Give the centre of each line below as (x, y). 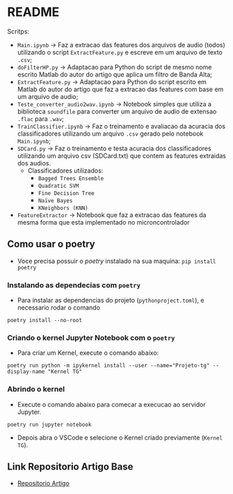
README (33, 12)
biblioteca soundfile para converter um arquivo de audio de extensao (117, 111)
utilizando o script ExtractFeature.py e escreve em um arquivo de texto (120, 52)
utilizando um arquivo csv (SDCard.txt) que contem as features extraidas (121, 156)
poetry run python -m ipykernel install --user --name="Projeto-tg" (109, 366)
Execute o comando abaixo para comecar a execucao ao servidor (112, 404)
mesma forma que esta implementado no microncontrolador (103, 222)
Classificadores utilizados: (65, 170)
